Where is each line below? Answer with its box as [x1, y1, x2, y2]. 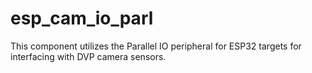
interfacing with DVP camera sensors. [10, 50, 167, 62]
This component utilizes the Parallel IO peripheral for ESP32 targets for [10, 40, 302, 52]
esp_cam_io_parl [10, 7, 154, 30]
